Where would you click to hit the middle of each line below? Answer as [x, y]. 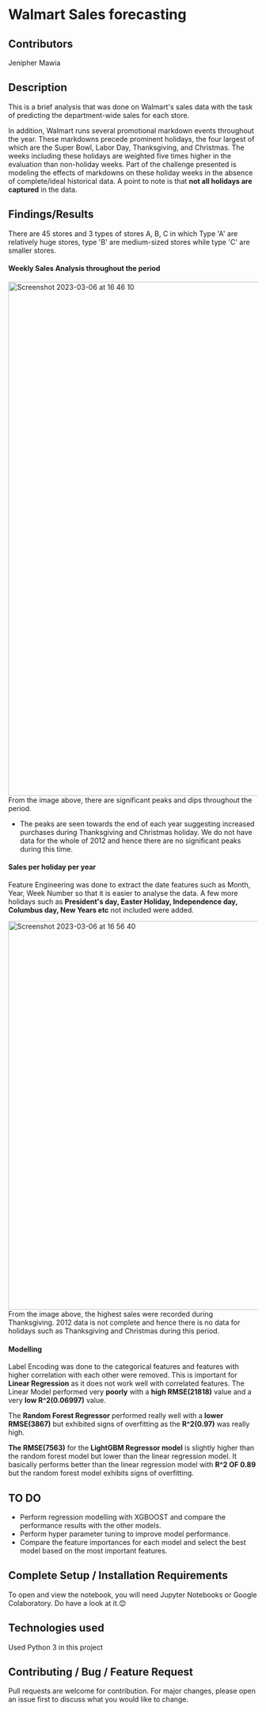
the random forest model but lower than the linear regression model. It [123, 1456]
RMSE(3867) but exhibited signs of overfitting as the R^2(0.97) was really [129, 1424]
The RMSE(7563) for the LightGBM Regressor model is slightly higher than [131, 1448]
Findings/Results [51, 214]
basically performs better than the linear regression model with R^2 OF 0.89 [132, 1465]
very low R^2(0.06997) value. [57, 1401]
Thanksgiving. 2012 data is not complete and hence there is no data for [124, 1323]
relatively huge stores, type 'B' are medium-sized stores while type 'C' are [129, 242]
